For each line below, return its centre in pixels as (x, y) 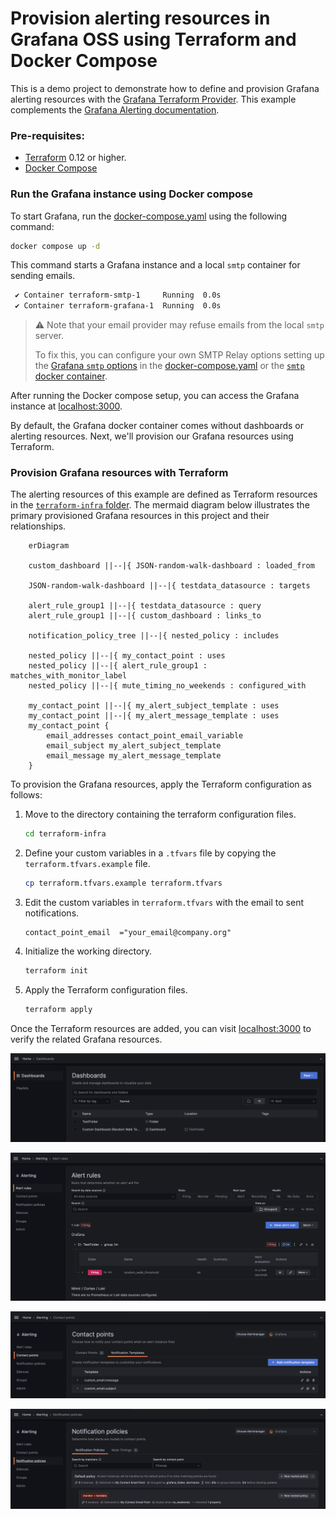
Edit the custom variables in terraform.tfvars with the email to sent (164, 903)
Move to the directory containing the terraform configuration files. (160, 814)
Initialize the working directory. (88, 951)
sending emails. (43, 276)
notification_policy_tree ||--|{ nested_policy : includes (154, 636)
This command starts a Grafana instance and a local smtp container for (155, 265)
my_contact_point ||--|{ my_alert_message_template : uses (154, 716)
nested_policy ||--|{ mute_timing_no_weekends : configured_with (167, 686)
